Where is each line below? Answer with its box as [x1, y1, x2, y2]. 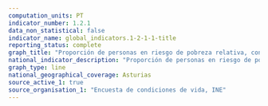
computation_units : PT [8, 11, 84, 20]
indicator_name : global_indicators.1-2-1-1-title [8, 33, 177, 42]
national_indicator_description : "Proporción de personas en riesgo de [8, 57, 251, 65]
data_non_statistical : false [8, 26, 105, 34]
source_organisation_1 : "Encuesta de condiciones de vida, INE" [8, 85, 227, 94]
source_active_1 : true [8, 78, 84, 86]
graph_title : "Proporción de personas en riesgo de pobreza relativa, [8, 49, 248, 57]
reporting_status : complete [8, 41, 102, 49]
